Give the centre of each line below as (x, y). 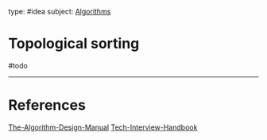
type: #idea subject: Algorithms (60, 12)
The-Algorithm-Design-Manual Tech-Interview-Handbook (103, 127)
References (47, 105)
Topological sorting (74, 44)
